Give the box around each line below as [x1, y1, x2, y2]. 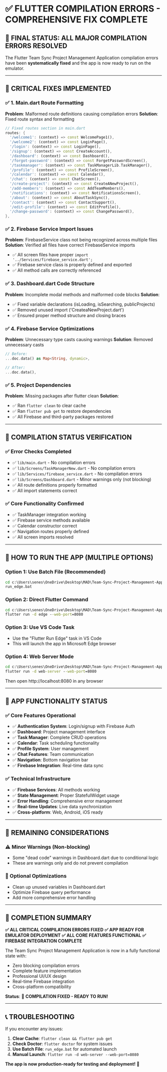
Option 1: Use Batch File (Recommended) [5, 568, 106, 575]
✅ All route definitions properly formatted [12, 482, 97, 488]
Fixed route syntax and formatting [5, 116, 75, 122]
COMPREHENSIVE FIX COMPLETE [5, 14, 148, 25]
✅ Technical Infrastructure [5, 775, 71, 782]
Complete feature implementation [12, 968, 81, 974]
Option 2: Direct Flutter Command [5, 596, 88, 603]
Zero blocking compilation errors [12, 963, 80, 969]
